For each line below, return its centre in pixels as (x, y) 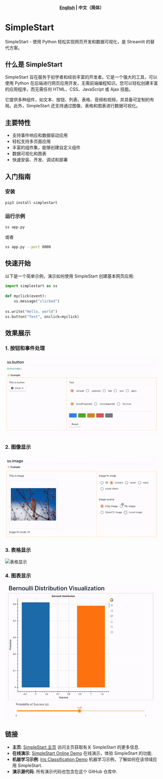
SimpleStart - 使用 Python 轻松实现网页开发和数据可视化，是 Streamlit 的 (78, 41)
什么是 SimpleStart (34, 64)
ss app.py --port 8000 (28, 247)
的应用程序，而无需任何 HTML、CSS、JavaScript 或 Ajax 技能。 (69, 89)
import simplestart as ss (31, 286)
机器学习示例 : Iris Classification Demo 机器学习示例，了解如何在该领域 (82, 759)
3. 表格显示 (18, 550)
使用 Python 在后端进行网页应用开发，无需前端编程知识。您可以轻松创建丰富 (81, 83)
